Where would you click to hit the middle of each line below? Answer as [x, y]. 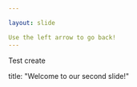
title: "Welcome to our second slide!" [69, 76]
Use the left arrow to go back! [62, 37]
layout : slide [32, 23]
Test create [27, 60]
